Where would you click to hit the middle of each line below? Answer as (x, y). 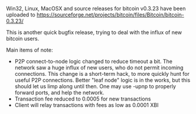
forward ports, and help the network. (59, 93)
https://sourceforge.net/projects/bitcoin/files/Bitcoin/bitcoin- (110, 15)
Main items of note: (30, 50)
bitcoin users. (23, 38)
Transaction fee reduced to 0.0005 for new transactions (83, 99)
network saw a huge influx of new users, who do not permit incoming (99, 68)
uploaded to (21, 15)
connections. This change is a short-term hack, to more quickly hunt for (102, 74)
